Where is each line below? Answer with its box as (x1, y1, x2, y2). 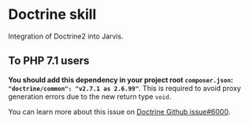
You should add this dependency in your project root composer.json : (8, 75, 234, 84)
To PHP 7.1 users (8, 54, 90, 67)
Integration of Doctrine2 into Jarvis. (8, 31, 124, 41)
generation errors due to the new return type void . (8, 92, 172, 101)
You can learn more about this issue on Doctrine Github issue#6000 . (8, 107, 231, 116)
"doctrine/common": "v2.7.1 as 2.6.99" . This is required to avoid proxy (8, 83, 242, 93)
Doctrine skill (8, 5, 97, 24)
